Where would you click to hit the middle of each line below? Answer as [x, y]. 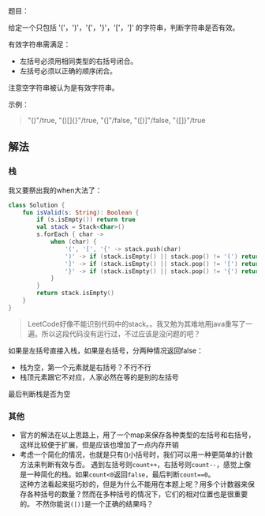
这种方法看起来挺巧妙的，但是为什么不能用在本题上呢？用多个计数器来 [134, 484]
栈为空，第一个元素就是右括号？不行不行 [85, 367]
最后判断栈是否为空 [39, 394]
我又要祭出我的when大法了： [55, 190]
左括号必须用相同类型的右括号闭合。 [78, 61]
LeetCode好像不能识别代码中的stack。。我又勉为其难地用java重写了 [136, 323]
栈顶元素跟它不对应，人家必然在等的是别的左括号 [99, 377]
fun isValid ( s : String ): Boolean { [81, 212]
